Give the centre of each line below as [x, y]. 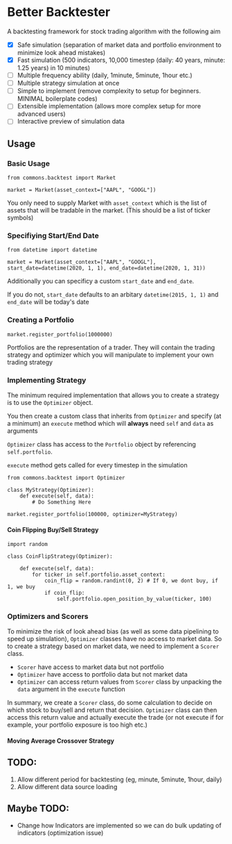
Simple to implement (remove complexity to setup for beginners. [109, 91]
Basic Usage [29, 163]
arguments [23, 431]
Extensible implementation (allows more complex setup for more [109, 106]
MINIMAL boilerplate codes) [57, 99]
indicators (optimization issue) [60, 833]
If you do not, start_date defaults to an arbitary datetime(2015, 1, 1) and [113, 295]
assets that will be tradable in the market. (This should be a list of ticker [109, 210]
